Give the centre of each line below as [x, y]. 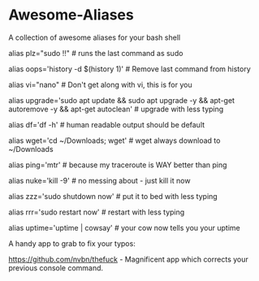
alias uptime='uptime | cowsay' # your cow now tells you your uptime [125, 227]
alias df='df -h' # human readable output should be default [107, 124]
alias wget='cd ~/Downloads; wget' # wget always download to [114, 140]
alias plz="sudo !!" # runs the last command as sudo [96, 53]
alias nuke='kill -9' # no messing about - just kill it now [99, 180]
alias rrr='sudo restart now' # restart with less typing [97, 212]
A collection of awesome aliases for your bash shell [95, 37]
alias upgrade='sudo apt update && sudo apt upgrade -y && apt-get [122, 100]
